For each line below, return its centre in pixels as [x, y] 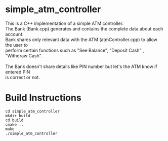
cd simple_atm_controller [32, 111]
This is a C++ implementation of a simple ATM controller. [65, 23]
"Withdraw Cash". [24, 56]
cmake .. [14, 125]
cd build [14, 120]
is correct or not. [23, 77]
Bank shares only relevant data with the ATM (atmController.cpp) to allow [81, 40]
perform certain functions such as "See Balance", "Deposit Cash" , [75, 50]
